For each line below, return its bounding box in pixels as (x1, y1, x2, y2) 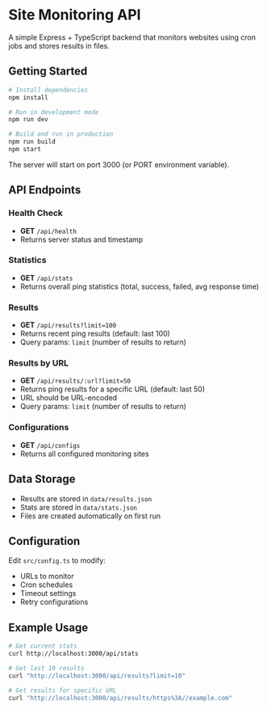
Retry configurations (19, 597, 89, 607)
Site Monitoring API (8, 6, 141, 24)
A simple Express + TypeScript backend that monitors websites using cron (8, 32, 257, 42)
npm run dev (8, 116, 48, 124)
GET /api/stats (19, 273, 73, 282)
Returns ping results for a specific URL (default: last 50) (19, 384, 206, 394)
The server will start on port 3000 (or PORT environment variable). (8, 159, 230, 169)
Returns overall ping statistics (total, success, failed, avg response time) (19, 281, 260, 291)
